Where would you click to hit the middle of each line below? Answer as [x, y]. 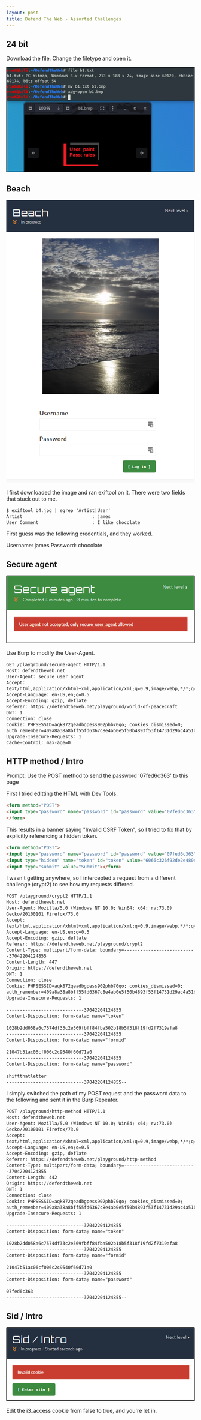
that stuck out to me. [32, 499]
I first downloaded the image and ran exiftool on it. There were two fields [96, 493]
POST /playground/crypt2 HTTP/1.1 [49, 896]
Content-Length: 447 [32, 962]
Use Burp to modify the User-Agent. [51, 653]
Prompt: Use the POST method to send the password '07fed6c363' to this [97, 776]
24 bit [17, 44]
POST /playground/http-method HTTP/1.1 [56, 1112]
